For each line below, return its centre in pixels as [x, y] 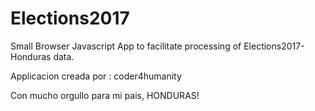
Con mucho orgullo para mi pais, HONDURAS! [105, 95]
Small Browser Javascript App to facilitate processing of [126, 46]
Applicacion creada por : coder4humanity [96, 76]
